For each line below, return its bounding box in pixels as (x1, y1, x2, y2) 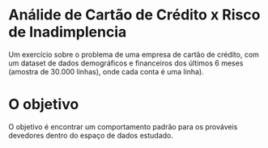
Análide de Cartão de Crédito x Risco (8, 6, 261, 24)
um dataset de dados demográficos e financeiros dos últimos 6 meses (8, 58, 244, 68)
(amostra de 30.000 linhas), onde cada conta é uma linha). (8, 66, 204, 76)
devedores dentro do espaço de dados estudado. (8, 130, 174, 140)
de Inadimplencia (8, 23, 127, 41)
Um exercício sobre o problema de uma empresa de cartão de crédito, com (8, 49, 259, 59)
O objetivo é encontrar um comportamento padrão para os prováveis (8, 121, 238, 131)
